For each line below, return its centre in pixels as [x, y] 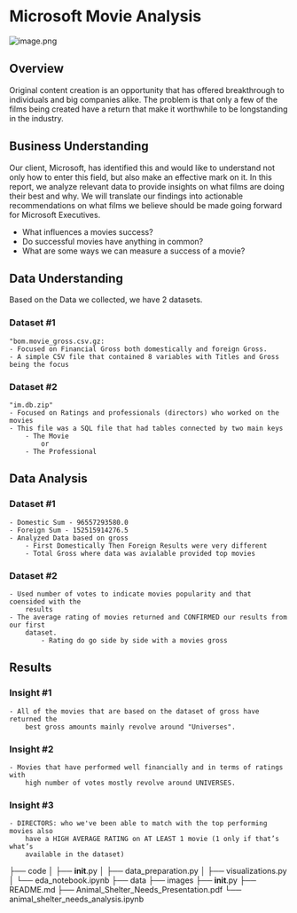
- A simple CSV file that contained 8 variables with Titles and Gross [144, 356]
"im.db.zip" [31, 405]
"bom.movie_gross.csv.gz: [57, 341]
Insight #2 [31, 749]
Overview [37, 69]
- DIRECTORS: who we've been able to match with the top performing [138, 823]
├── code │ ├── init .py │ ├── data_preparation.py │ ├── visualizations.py [148, 871]
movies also [31, 831]
